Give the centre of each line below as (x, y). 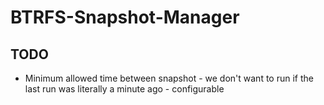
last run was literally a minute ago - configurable (124, 89)
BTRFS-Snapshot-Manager (125, 17)
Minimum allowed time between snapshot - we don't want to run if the (169, 78)
